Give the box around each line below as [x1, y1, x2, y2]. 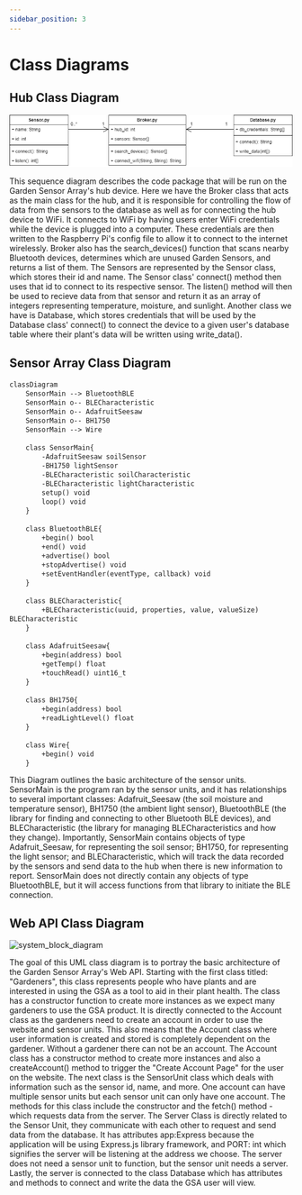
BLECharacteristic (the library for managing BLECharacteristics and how [9, 823, 277, 834]
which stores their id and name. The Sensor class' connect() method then [9, 271, 282, 283]
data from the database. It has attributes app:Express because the [9, 1129, 254, 1140]
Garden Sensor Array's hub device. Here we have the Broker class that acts [9, 186, 289, 196]
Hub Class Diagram [9, 90, 120, 105]
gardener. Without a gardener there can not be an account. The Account [9, 1044, 278, 1054]
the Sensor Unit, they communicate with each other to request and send [9, 1120, 277, 1131]
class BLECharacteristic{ [25, 597, 123, 606]
